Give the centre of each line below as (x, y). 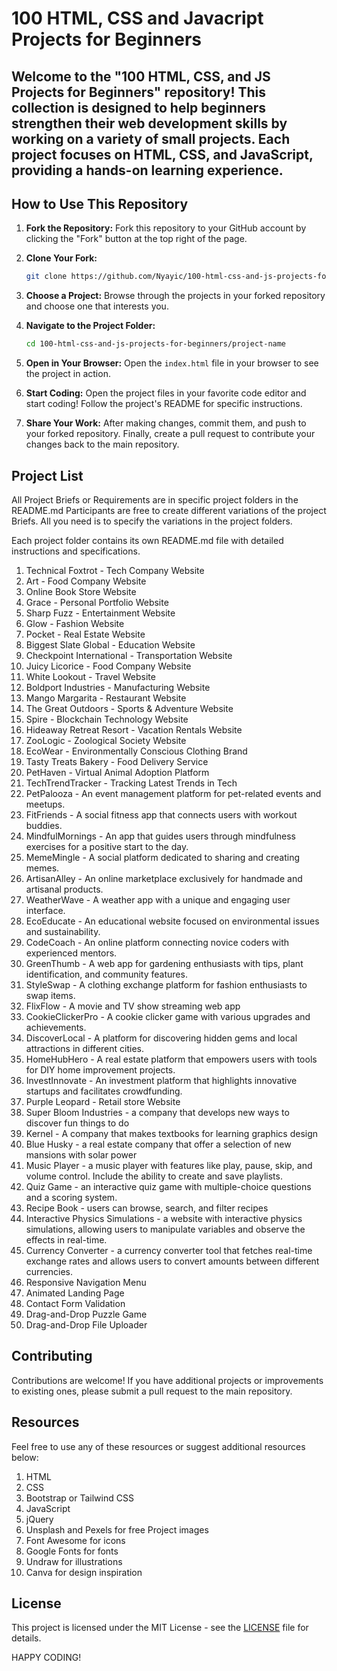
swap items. (50, 995)
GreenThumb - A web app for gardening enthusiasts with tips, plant (164, 963)
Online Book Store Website (81, 591)
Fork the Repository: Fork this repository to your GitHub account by (166, 228)
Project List (47, 475)
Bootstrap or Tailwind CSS (79, 1498)
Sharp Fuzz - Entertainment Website (100, 613)
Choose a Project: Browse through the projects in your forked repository (175, 296)
